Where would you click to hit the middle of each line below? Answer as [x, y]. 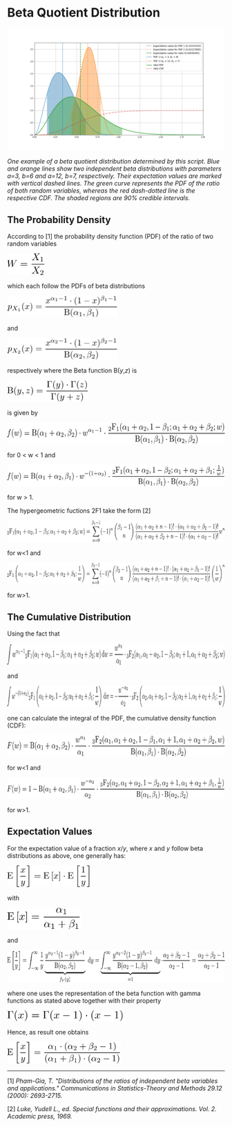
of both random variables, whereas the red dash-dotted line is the [101, 190]
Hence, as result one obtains [48, 1032]
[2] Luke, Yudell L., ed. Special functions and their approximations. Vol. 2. [112, 1108]
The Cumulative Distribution [69, 617]
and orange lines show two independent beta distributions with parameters [115, 169]
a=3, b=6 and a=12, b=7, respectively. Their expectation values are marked [115, 176]
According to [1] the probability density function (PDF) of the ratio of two [110, 237]
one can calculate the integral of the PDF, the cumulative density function [112, 718]
